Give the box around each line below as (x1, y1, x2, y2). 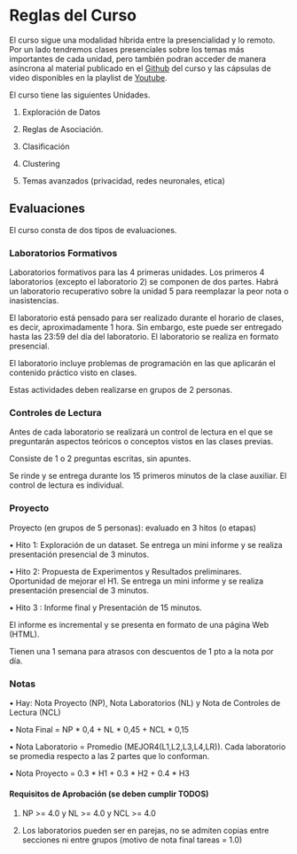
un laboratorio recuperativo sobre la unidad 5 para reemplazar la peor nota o (9, 286, 289, 297)
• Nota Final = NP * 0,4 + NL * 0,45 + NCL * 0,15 (9, 724, 189, 734)
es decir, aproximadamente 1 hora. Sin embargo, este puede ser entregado (9, 322, 282, 333)
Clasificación (21, 141, 70, 152)
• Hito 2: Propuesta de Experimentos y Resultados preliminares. (9, 566, 242, 576)
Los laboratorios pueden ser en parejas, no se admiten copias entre (21, 826, 270, 836)
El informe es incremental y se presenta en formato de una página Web (9, 619, 270, 630)
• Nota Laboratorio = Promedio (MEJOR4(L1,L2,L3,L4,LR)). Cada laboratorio (9, 741, 286, 752)
